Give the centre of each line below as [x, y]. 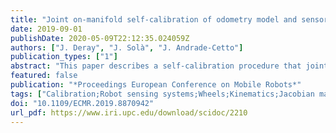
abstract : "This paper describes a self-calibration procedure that [156, 66]
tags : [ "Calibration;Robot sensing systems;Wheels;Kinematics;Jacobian [162, 94]
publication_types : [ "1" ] [64, 57]
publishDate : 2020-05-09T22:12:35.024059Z [100, 38]
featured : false [44, 76]
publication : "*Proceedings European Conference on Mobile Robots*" [156, 85]
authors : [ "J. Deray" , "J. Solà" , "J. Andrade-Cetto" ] [127, 47]
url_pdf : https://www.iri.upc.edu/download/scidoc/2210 [129, 112]
